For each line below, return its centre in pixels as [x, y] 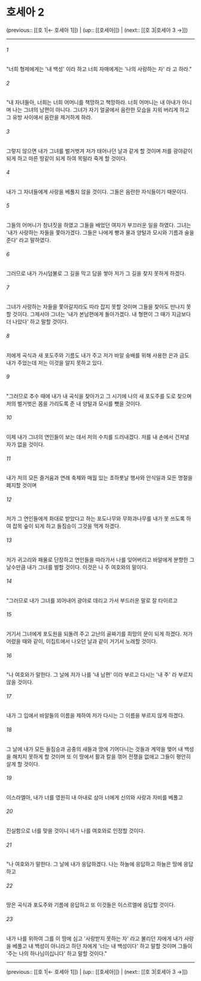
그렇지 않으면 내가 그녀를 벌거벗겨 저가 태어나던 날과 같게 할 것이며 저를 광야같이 [100, 151]
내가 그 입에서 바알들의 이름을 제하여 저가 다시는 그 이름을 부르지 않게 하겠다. [95, 716]
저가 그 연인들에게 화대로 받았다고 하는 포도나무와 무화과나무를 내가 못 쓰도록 [96, 519]
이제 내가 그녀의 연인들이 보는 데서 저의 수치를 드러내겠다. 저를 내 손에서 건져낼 [98, 437]
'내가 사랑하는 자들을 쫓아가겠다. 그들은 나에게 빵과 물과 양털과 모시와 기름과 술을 [100, 232]
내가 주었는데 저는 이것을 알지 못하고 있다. [55, 362]
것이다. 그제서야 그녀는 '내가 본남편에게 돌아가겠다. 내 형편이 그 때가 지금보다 [102, 314]
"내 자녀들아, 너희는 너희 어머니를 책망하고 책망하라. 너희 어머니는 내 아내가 [94, 102]
